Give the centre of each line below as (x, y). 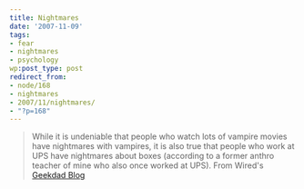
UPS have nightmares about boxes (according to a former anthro (153, 156)
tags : (20, 35)
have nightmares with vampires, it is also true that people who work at (163, 146)
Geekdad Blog (58, 175)
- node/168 (30, 85)
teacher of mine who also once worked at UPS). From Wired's (147, 165)
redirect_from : (38, 77)
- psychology (34, 60)
